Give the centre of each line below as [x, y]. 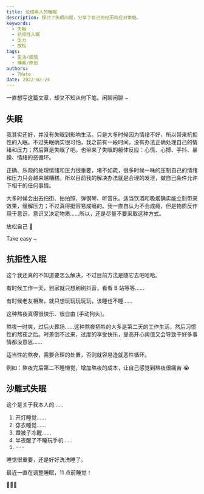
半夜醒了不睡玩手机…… [44, 440]
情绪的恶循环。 [36, 157]
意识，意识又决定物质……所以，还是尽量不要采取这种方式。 [91, 213]
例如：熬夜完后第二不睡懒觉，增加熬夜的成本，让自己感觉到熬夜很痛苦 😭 [98, 368]
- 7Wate [22, 74]
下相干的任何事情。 [30, 185]
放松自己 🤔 [20, 226]
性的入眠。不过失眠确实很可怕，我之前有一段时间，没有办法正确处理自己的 [99, 142]
